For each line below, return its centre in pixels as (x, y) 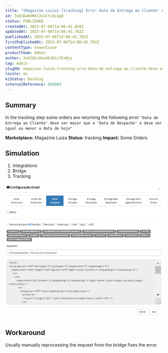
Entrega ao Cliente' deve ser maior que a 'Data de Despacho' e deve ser (84, 123)
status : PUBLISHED (24, 21)
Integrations (25, 165)
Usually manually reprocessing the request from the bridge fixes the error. (81, 344)
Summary (21, 105)
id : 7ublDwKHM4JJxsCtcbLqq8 (34, 16)
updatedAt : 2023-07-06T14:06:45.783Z (44, 32)
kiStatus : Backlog (24, 79)
